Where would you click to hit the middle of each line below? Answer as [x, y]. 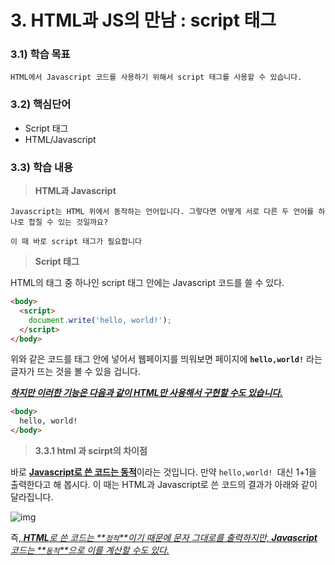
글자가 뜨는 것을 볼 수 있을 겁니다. [75, 372]
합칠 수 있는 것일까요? [68, 222]
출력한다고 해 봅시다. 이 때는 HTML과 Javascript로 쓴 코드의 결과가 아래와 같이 [164, 485]
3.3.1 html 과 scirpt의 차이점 [91, 451]
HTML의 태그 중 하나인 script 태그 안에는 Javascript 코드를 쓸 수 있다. [147, 283]
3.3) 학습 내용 [41, 167]
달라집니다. [32, 497]
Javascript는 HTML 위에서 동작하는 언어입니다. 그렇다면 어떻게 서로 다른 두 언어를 [162, 212]
